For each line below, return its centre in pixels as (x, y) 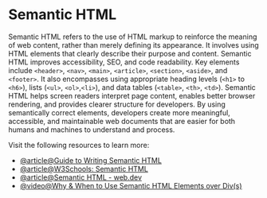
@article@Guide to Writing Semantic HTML (90, 160)
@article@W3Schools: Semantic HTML (84, 169)
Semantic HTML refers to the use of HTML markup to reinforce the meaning (133, 37)
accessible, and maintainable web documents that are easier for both (122, 121)
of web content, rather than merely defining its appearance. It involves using (133, 45)
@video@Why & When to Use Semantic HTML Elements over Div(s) (131, 185)
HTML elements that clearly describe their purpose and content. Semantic (130, 53)
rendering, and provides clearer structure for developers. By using (117, 104)
